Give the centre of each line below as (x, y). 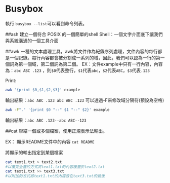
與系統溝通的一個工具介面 (32, 41)
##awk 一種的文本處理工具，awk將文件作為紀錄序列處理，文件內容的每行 (81, 51)
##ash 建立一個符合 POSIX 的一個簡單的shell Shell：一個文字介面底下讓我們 (84, 34)
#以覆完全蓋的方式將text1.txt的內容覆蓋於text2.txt (55, 167)
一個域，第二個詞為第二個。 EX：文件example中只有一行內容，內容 (93, 64)
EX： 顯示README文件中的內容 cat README (50, 141)
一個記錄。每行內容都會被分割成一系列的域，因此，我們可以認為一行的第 (85, 58)
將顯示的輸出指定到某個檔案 (34, 152)
